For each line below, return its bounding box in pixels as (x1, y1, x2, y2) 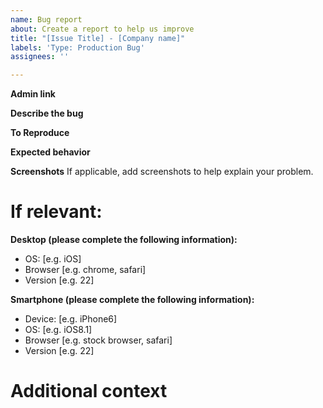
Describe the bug (10, 107, 84, 120)
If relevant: (10, 201, 103, 223)
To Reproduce (10, 127, 70, 139)
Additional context (10, 380, 168, 403)
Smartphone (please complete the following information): (10, 294, 255, 306)
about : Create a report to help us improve (10, 24, 195, 34)
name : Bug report (10, 14, 83, 25)
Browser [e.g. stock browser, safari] (24, 334, 173, 346)
